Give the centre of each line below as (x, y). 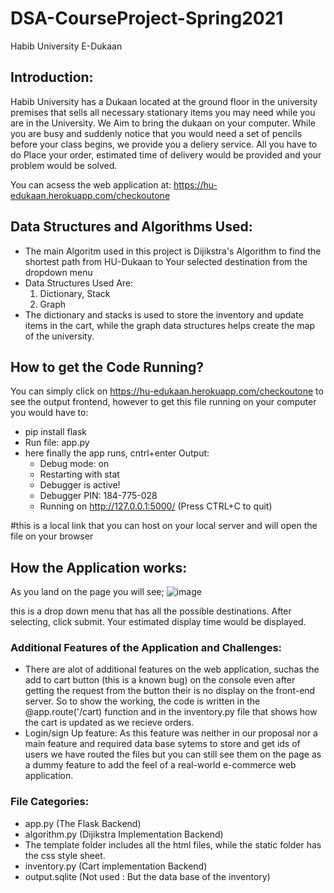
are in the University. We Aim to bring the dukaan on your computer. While (163, 123)
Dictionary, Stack (75, 293)
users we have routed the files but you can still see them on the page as (173, 754)
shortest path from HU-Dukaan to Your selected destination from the (166, 261)
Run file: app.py (57, 443)
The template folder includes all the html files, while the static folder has (173, 844)
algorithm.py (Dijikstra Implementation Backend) (124, 834)
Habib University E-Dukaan (66, 46)
